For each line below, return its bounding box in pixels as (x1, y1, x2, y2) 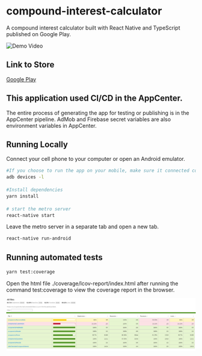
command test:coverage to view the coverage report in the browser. (6, 286, 175, 293)
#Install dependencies (6, 187, 63, 193)
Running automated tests (6, 252, 103, 263)
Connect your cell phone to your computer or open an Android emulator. (6, 155, 185, 163)
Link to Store (6, 60, 55, 70)
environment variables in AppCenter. (6, 122, 97, 129)
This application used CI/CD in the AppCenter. (6, 93, 183, 104)
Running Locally (6, 139, 68, 149)
